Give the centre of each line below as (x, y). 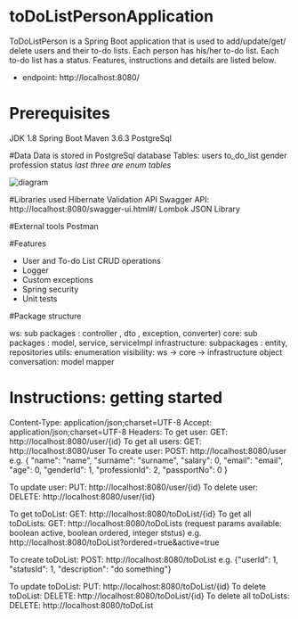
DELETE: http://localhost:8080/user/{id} (82, 496)
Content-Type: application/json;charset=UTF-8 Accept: (110, 422)
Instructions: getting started (116, 398)
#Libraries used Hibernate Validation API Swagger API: (109, 199)
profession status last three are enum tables (90, 165)
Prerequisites (60, 114)
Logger (35, 270)
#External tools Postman (54, 226)
